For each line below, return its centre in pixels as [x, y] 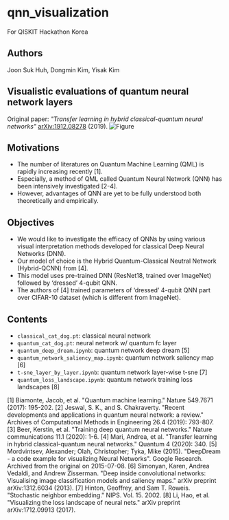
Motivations [33, 148]
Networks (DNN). [41, 254]
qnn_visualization [58, 13]
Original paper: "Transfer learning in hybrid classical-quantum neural [105, 119]
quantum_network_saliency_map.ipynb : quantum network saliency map [115, 358]
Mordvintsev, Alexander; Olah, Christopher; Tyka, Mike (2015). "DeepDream [114, 451]
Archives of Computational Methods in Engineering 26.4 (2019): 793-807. [111, 422]
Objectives [31, 223]
